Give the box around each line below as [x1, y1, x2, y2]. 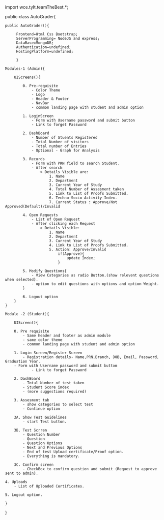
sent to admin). [5, 471, 38, 476]
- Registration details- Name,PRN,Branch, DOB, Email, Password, [23, 355, 160, 360]
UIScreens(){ [14, 75, 41, 80]
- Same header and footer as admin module [23, 333, 111, 338]
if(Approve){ [57, 251, 84, 256]
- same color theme [23, 337, 63, 342]
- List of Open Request [31, 217, 80, 222]
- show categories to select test [23, 402, 93, 407]
